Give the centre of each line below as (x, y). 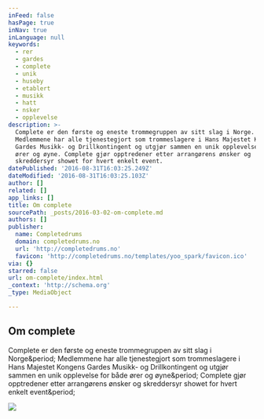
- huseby (29, 81)
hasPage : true (31, 23)
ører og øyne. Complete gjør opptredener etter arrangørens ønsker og (133, 154)
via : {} (21, 264)
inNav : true (27, 30)
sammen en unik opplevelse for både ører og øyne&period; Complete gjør (127, 375)
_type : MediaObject (40, 293)
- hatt (26, 103)
